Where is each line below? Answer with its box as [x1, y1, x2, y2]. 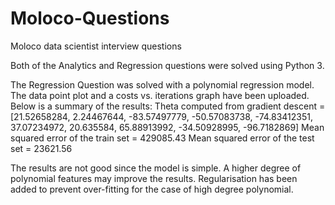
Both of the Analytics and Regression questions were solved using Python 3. [10, 59, 325, 71]
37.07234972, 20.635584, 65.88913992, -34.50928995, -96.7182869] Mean [10, 121, 325, 133]
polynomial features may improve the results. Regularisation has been [10, 172, 298, 184]
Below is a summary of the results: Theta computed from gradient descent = [10, 100, 326, 112]
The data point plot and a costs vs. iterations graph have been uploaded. [10, 89, 310, 101]
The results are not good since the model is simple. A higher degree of [10, 162, 302, 174]
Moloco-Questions [10, 7, 170, 30]
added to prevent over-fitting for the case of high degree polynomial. [10, 183, 294, 195]
